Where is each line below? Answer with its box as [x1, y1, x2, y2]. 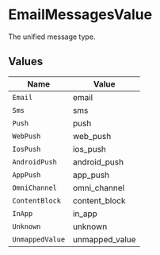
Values [8, 55, 44, 68]
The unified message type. [8, 32, 96, 41]
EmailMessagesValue [8, 6, 153, 24]
